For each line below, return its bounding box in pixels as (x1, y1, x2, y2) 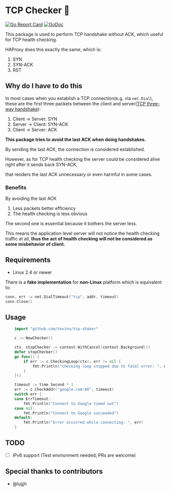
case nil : (14, 406, 35, 411)
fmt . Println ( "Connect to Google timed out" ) (23, 401, 119, 406)
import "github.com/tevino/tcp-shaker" (14, 327, 99, 332)
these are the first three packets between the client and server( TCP (5, 100, 146, 107)
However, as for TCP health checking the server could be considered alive (5, 156, 160, 162)
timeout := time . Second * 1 (14, 382, 73, 388)
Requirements (5, 256, 51, 264)
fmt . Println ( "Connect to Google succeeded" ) (23, 410, 119, 415)
